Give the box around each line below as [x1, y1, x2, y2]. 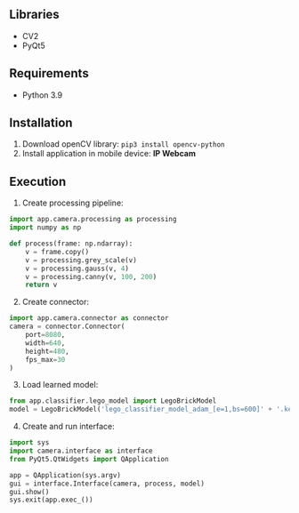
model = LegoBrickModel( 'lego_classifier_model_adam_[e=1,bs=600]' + [9, 405, 273, 414]
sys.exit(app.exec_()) [9, 495, 93, 505]
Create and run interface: [21, 421, 115, 432]
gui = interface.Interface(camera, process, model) [9, 479, 205, 488]
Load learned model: [21, 380, 99, 390]
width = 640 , [25, 338, 66, 348]
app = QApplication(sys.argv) [9, 470, 122, 479]
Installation [9, 116, 73, 131]
